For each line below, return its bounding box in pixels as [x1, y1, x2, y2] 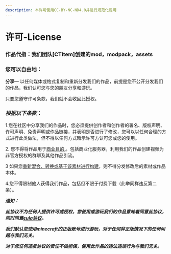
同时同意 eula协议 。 [5, 215, 46, 221]
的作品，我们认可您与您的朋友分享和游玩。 [5, 85, 95, 91]
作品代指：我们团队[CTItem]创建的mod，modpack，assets [5, 51, 153, 58]
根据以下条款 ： [5, 110, 42, 117]
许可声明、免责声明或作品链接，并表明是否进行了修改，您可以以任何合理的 [5, 129, 162, 135]
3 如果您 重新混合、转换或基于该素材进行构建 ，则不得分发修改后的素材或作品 [5, 163, 166, 170]
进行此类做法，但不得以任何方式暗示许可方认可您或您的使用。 [9, 135, 139, 141]
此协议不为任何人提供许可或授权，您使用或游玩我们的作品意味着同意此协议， [5, 208, 166, 215]
